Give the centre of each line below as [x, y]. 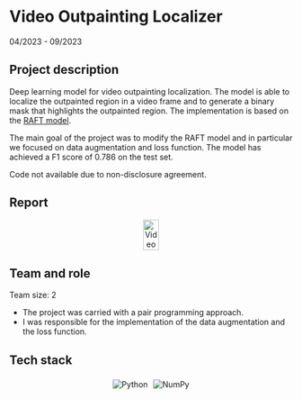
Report [29, 203]
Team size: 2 [33, 295]
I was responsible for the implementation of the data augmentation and [154, 322]
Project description [64, 70]
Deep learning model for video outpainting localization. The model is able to [150, 91]
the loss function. [54, 331]
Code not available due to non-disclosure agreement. [108, 174]
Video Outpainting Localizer [116, 17]
